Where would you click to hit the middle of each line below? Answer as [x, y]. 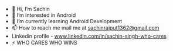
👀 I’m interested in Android [44, 15]
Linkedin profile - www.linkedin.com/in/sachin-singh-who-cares [89, 36]
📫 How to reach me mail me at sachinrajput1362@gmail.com [85, 28]
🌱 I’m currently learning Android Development [67, 21]
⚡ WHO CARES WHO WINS [44, 43]
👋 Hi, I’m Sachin [30, 9]
